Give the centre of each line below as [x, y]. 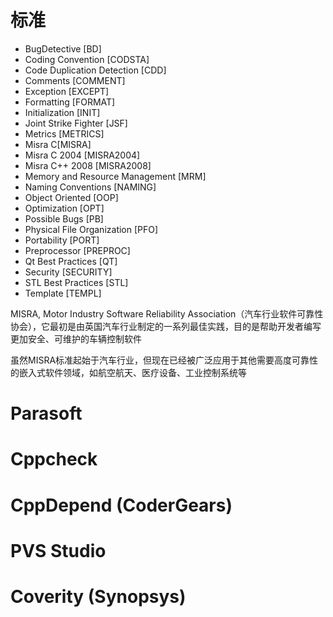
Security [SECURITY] [68, 272]
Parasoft [46, 413]
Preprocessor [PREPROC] [77, 250]
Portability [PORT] [62, 240]
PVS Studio [58, 550]
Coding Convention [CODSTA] [87, 59]
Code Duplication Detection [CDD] [95, 70]
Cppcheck [54, 459]
